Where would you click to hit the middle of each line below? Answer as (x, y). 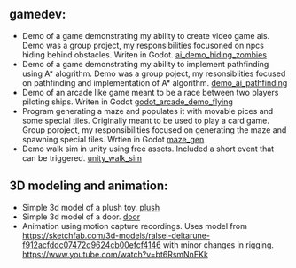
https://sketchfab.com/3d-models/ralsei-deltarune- (116, 235)
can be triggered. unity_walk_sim (82, 157)
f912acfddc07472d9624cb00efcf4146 (91, 245)
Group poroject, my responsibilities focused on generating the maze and (154, 130)
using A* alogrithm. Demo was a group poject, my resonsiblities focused (154, 73)
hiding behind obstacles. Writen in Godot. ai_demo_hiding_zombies (144, 54)
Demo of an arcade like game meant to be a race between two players (150, 92)
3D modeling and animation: (89, 186)
